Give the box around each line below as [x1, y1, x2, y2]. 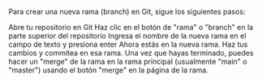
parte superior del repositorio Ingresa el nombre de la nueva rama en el [8, 31, 247, 40]
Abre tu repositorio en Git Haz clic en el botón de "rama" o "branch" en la [8, 23, 254, 31]
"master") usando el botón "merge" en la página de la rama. [8, 65, 209, 75]
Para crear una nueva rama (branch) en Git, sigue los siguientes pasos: [8, 7, 246, 16]
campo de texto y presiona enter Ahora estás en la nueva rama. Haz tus [8, 39, 248, 49]
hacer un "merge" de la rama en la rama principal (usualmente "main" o [8, 56, 247, 66]
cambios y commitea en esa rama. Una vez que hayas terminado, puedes [8, 48, 254, 57]
